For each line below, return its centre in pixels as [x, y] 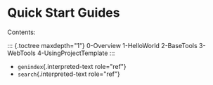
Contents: [21, 32]
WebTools [22, 53]
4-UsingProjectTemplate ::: [76, 53]
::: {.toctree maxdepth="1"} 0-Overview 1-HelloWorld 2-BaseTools [103, 45]
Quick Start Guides [64, 13]
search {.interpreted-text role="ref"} [69, 74]
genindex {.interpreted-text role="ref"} [72, 66]
